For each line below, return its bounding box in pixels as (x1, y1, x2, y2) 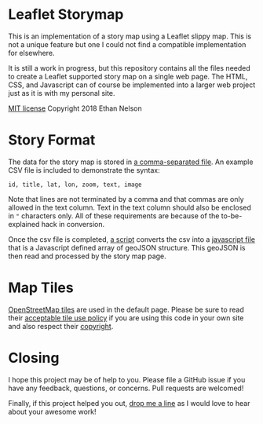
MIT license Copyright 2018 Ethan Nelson (8, 104, 143, 113)
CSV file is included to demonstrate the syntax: (8, 165, 160, 174)
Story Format (8, 131, 96, 149)
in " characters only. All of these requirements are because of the (8, 210, 220, 221)
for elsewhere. (8, 48, 55, 57)
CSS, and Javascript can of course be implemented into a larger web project (8, 80, 256, 90)
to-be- (221, 210, 243, 221)
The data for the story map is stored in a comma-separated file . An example (8, 157, 254, 166)
